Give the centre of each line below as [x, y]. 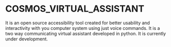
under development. [27, 39]
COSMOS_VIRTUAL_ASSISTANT [75, 9]
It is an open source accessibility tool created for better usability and [78, 23]
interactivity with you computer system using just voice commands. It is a [83, 28]
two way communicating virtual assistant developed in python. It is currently [86, 33]
